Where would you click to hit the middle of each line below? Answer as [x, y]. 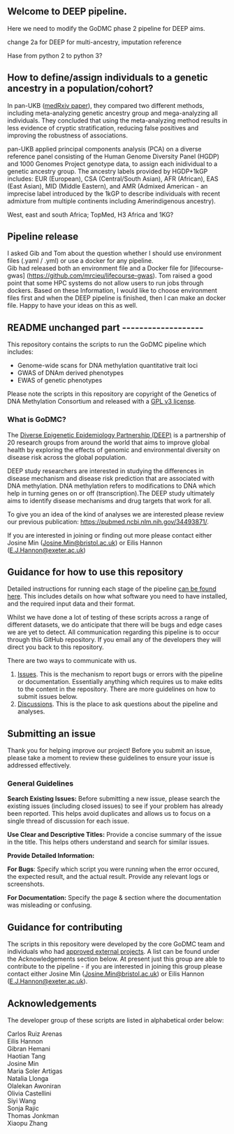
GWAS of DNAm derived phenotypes [71, 373]
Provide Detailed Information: [51, 856]
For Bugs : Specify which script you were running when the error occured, [114, 869]
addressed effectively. [39, 765]
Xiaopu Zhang [27, 1123]
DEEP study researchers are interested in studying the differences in [105, 471]
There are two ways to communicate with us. [72, 661]
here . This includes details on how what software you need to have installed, [117, 596]
